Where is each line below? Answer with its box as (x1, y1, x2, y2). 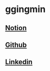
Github (5, 40, 27, 49)
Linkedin (5, 58, 32, 66)
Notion (5, 24, 27, 32)
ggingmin (5, 4, 46, 15)
